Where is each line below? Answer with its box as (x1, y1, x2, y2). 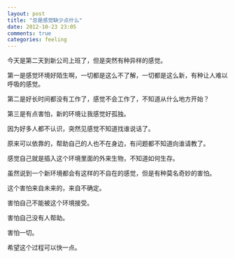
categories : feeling (7, 36, 68, 43)
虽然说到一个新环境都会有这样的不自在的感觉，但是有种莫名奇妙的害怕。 (7, 169, 215, 178)
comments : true (7, 29, 52, 37)
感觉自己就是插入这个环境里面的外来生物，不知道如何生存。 (7, 155, 179, 163)
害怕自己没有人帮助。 (7, 214, 69, 222)
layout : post (7, 10, 45, 17)
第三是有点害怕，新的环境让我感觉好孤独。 (7, 110, 130, 118)
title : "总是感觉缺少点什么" (7, 17, 83, 24)
